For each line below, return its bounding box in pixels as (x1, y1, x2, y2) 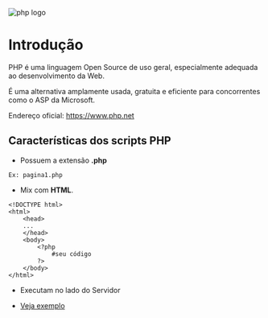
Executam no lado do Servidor (19, 285, 121, 295)
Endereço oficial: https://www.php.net (8, 110, 134, 120)
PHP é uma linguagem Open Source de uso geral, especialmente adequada (8, 62, 258, 72)
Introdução (8, 36, 84, 54)
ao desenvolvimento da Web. (8, 71, 105, 81)
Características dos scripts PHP (8, 134, 171, 148)
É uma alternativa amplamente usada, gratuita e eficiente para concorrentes (8, 86, 261, 96)
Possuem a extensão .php (19, 155, 107, 165)
